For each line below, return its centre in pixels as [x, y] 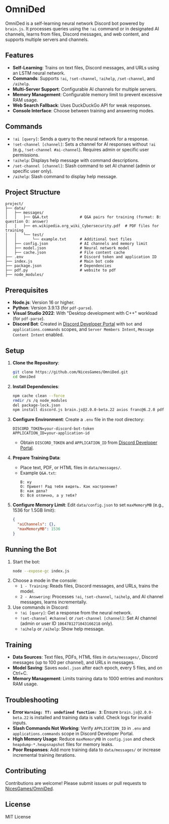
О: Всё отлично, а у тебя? [48, 496]
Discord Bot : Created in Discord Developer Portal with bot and [77, 324]
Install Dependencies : [36, 386]
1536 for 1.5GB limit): [34, 510]
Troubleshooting [32, 700]
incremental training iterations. [44, 755]
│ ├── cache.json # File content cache [65, 253]
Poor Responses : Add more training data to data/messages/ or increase [87, 750]
